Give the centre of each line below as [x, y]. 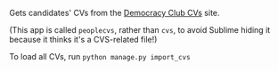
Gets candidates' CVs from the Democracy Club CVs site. [114, 13]
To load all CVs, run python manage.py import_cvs [100, 56]
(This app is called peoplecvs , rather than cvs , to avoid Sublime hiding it [140, 30]
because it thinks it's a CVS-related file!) [83, 39]
